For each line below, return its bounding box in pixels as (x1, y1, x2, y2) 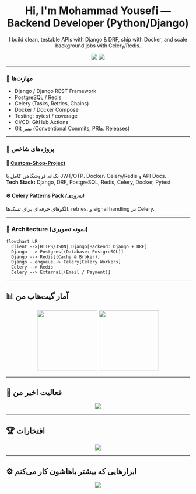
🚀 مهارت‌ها (6, 74, 33, 83)
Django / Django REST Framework (14, 88, 97, 95)
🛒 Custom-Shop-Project (6, 159, 66, 166)
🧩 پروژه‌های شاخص (6, 145, 54, 153)
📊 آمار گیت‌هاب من (6, 291, 69, 301)
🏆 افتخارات (6, 426, 45, 435)
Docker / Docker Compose (14, 107, 79, 114)
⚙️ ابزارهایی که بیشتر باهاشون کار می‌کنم (6, 466, 137, 476)
